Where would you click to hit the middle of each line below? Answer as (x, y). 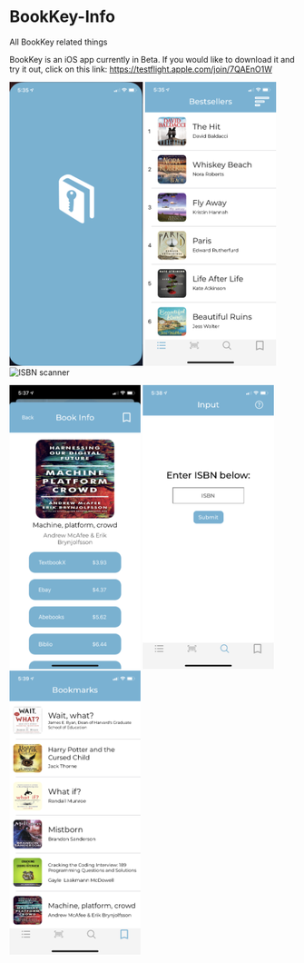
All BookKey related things (59, 42)
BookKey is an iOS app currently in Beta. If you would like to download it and (152, 59)
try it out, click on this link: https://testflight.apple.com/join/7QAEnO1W (141, 69)
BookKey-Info (63, 17)
